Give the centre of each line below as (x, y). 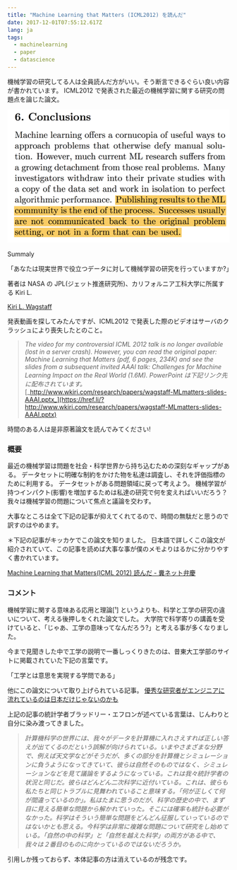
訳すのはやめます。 (35, 525)
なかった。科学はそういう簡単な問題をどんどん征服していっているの (123, 818)
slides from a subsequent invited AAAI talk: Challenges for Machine (123, 367)
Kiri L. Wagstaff (30, 307)
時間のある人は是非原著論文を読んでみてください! (79, 429)
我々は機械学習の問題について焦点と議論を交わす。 (81, 501)
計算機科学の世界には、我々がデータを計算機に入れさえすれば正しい (123, 738)
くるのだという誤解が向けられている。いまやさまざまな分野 (135, 747)
